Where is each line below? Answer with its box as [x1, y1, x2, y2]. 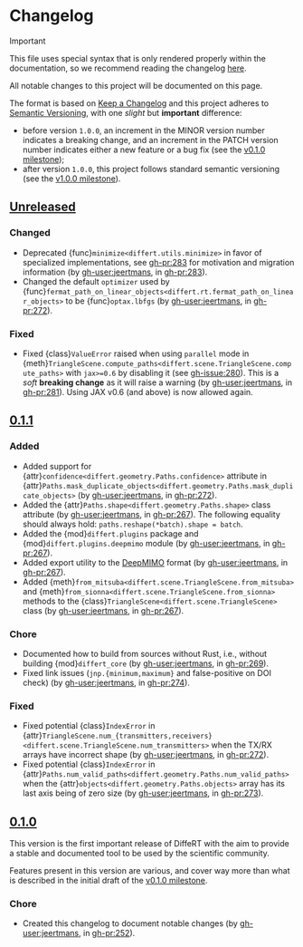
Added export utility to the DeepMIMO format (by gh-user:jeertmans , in [22, 556, 289, 567]
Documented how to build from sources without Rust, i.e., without [22, 648, 268, 659]
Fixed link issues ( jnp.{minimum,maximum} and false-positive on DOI [22, 667, 271, 678]
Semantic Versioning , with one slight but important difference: [9, 107, 242, 118]
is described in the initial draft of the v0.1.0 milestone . [9, 875, 208, 886]
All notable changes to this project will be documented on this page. [9, 80, 263, 91]
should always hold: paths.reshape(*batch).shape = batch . [22, 518, 243, 529]
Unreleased [9, 199, 77, 215]
